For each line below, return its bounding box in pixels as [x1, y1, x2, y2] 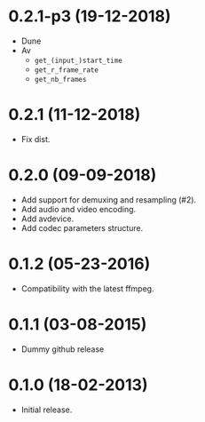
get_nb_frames [34, 75, 87, 84]
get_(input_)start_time [34, 56, 123, 65]
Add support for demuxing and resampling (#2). [20, 194, 197, 205]
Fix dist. [20, 133, 51, 144]
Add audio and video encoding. [20, 203, 137, 214]
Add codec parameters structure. [20, 222, 144, 233]
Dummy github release [20, 344, 105, 354]
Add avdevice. [20, 213, 75, 224]
